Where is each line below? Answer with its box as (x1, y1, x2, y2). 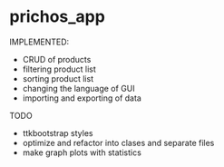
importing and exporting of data (22, 93, 142, 103)
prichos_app (9, 6, 106, 27)
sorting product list (22, 73, 93, 83)
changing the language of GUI (22, 83, 136, 93)
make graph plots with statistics (22, 147, 142, 158)
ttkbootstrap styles (22, 127, 93, 138)
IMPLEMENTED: (9, 36, 70, 47)
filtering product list (22, 64, 97, 74)
